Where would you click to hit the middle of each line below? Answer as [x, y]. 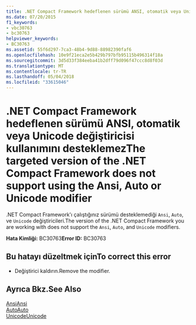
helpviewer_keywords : [32, 39]
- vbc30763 [19, 28]
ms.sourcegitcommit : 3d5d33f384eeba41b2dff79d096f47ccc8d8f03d [85, 60]
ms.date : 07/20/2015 [31, 17]
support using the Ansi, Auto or [84, 186]
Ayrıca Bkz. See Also [44, 290]
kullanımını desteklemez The [76, 148]
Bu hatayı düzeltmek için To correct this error [89, 257]
